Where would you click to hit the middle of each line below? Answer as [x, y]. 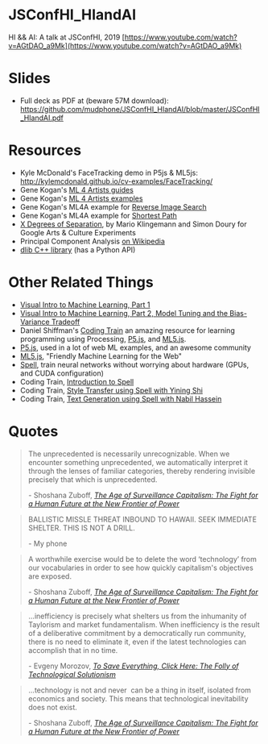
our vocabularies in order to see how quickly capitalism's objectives [140, 567]
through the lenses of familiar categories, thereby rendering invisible [142, 471]
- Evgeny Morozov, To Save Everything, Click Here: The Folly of [133, 666]
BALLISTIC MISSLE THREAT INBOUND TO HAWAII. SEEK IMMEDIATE [142, 519]
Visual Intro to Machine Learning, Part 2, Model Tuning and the [124, 313]
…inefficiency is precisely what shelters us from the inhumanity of [137, 616]
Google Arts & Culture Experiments [78, 232]
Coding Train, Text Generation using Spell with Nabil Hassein [121, 399]
